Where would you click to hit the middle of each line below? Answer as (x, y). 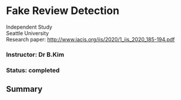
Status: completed (33, 70)
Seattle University (28, 33)
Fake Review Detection (63, 11)
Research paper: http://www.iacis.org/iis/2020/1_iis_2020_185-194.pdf (90, 39)
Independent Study (29, 27)
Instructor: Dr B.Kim (35, 54)
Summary (24, 89)
